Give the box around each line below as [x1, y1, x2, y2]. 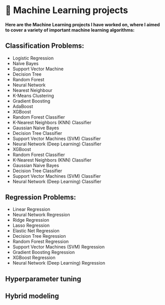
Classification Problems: [5, 41, 84, 50]
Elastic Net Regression [12, 228, 60, 234]
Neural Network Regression [12, 212, 71, 218]
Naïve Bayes [12, 60, 39, 66]
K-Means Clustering [12, 92, 54, 98]
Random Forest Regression [12, 238, 69, 244]
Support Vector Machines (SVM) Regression [12, 244, 105, 250]
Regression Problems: [5, 193, 76, 201]
